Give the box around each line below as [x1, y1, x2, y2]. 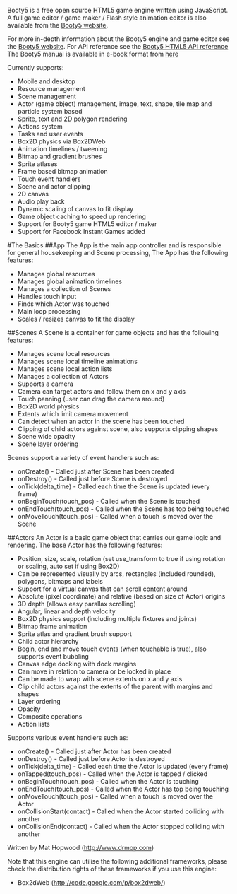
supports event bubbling [17, 652, 90, 660]
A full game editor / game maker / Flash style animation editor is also [7, 13, 207, 22]
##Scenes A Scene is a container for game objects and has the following [7, 329, 219, 336]
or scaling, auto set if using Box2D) [17, 562, 120, 570]
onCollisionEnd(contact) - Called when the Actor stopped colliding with [17, 823, 224, 830]
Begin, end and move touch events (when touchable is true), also [17, 645, 207, 653]
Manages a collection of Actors [17, 372, 109, 380]
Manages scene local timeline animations [17, 357, 138, 365]
